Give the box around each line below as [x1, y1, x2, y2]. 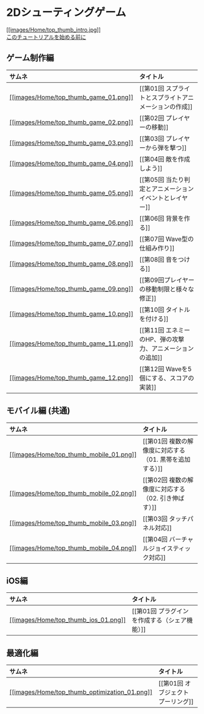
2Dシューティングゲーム [6, 5, 126, 19]
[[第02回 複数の [142, 476, 188, 484]
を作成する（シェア [131, 616, 187, 625]
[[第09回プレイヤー [139, 276, 195, 284]
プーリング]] [158, 698, 194, 706]
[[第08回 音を [139, 255, 178, 263]
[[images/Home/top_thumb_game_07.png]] [9, 238, 134, 247]
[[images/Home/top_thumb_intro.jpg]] [6, 26, 101, 33]
